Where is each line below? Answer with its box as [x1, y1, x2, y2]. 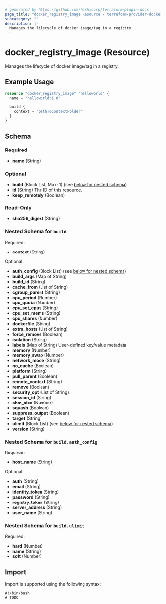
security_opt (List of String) [12, 389, 69, 395]
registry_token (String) [12, 500, 59, 505]
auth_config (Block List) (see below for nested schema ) [12, 268, 126, 274]
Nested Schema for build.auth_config [5, 438, 98, 445]
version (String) [12, 426, 45, 432]
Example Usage [5, 78, 54, 86]
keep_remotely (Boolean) [12, 192, 65, 198]
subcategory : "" [5, 16, 39, 21]
